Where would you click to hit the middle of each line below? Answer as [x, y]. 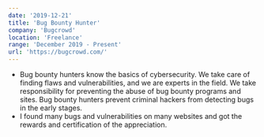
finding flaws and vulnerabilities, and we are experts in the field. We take [138, 83]
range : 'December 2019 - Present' [65, 45]
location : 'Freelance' [45, 37]
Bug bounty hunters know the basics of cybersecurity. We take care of [135, 74]
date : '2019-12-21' [40, 15]
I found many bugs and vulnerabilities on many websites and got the [131, 116]
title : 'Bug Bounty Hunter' [55, 23]
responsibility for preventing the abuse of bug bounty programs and [130, 91]
